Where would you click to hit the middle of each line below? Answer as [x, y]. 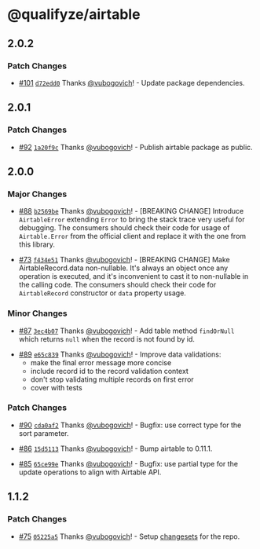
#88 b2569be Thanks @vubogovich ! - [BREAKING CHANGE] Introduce [131, 211]
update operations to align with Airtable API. [90, 472]
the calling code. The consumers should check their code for [117, 285]
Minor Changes [37, 313]
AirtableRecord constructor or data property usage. [102, 293]
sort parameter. [44, 433]
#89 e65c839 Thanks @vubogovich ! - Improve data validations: [120, 354]
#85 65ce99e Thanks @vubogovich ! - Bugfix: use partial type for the [128, 463]
